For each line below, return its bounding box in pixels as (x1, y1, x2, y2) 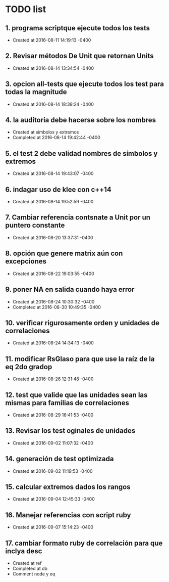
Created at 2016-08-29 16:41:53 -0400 (12, 412, 94, 418)
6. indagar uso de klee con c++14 (5, 185, 112, 194)
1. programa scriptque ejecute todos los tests (5, 24, 150, 32)
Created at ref (12, 560, 42, 566)
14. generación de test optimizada (5, 455, 114, 463)
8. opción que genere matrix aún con (5, 249, 123, 258)
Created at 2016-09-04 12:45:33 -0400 (12, 496, 95, 502)
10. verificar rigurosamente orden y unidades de (5, 319, 160, 327)
